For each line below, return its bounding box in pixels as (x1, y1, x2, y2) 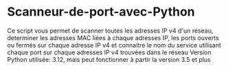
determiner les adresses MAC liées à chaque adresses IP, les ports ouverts (7, 33, 220, 41)
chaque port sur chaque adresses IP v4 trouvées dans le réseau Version (7, 48, 212, 56)
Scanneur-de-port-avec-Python (7, 4, 196, 20)
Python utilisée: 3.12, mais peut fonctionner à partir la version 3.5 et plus (7, 55, 211, 63)
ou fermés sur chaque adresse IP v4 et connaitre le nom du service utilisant (7, 41, 222, 49)
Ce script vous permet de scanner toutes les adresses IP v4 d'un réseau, (7, 27, 214, 35)
